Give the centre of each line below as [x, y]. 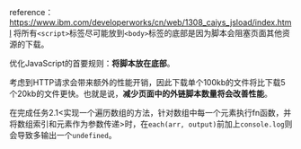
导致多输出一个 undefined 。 [66, 135]
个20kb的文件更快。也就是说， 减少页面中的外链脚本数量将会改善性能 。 [141, 93]
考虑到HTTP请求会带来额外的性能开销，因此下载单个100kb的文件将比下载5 [147, 82]
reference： [31, 12]
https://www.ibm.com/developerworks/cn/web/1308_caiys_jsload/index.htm [150, 22]
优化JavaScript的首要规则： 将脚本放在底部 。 [92, 63]
